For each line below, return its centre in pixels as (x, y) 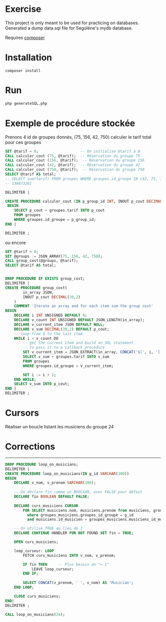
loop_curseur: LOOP (34, 551)
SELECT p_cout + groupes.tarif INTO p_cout (60, 210)
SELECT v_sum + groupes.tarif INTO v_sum (66, 357)
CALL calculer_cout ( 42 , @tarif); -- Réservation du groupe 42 (73, 165)
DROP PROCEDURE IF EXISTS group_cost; (45, 279)
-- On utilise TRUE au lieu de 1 (48, 529)
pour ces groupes (23, 142)
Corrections (30, 447)
